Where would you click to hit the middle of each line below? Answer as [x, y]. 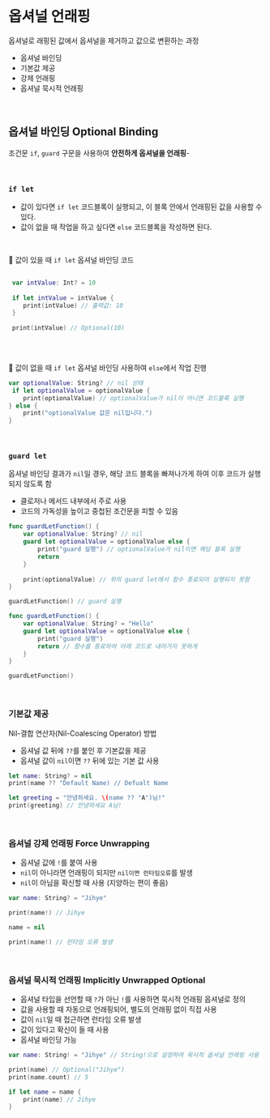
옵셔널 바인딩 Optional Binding [84, 132]
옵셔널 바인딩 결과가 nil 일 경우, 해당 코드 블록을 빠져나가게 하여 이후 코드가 [127, 474]
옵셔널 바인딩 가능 [48, 1040]
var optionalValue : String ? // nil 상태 [76, 383]
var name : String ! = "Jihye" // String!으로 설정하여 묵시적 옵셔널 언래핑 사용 [134, 1055]
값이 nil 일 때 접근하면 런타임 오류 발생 [81, 1020]
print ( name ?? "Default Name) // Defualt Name [88, 783]
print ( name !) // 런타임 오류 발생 [61, 942]
